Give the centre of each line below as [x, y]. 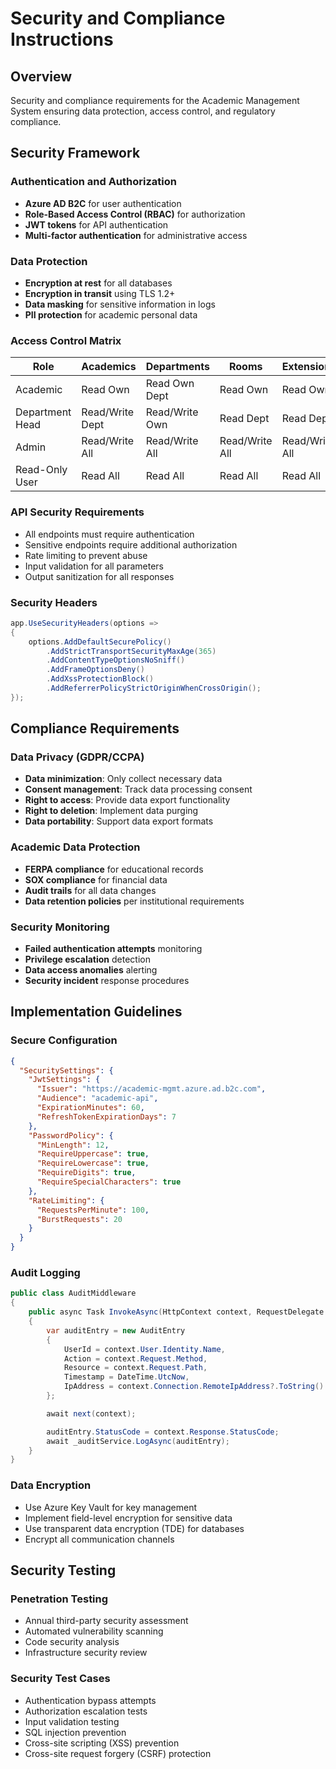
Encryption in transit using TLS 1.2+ [100, 293]
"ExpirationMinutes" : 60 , [90, 1108]
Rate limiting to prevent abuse [86, 555]
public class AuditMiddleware [73, 1293]
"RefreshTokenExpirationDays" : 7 [106, 1117]
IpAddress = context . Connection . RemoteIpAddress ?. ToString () [194, 1387]
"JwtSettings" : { [64, 1080]
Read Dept [244, 419]
